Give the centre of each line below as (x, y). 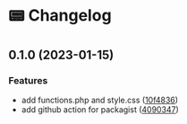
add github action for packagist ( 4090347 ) (100, 109)
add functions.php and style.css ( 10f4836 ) (100, 100)
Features (28, 80)
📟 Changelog (60, 16)
